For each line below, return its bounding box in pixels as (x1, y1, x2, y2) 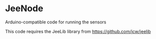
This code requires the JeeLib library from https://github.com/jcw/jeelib (5, 28, 151, 34)
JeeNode (5, 3, 44, 14)
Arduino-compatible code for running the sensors (5, 19, 106, 25)
